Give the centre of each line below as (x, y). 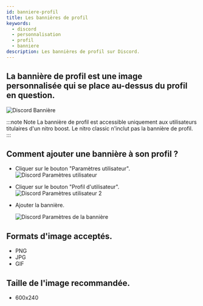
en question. (31, 95)
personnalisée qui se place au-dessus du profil (97, 86)
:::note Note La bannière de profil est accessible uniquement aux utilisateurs (101, 122)
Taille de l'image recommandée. (68, 283)
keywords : (19, 23)
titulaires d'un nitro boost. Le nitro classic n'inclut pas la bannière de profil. (100, 128)
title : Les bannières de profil (47, 18)
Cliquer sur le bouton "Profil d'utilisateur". (67, 187)
